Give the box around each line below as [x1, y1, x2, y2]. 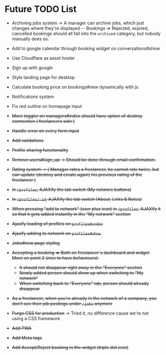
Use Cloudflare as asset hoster [11, 55, 75, 61]
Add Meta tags [11, 335, 43, 341]
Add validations [11, 137, 44, 143]
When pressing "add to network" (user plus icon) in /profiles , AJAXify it [11, 205, 161, 212]
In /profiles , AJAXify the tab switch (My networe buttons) [11, 186, 132, 192]
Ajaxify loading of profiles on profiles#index [11, 220, 104, 227]
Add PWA [11, 325, 32, 331]
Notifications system [11, 93, 54, 99]
